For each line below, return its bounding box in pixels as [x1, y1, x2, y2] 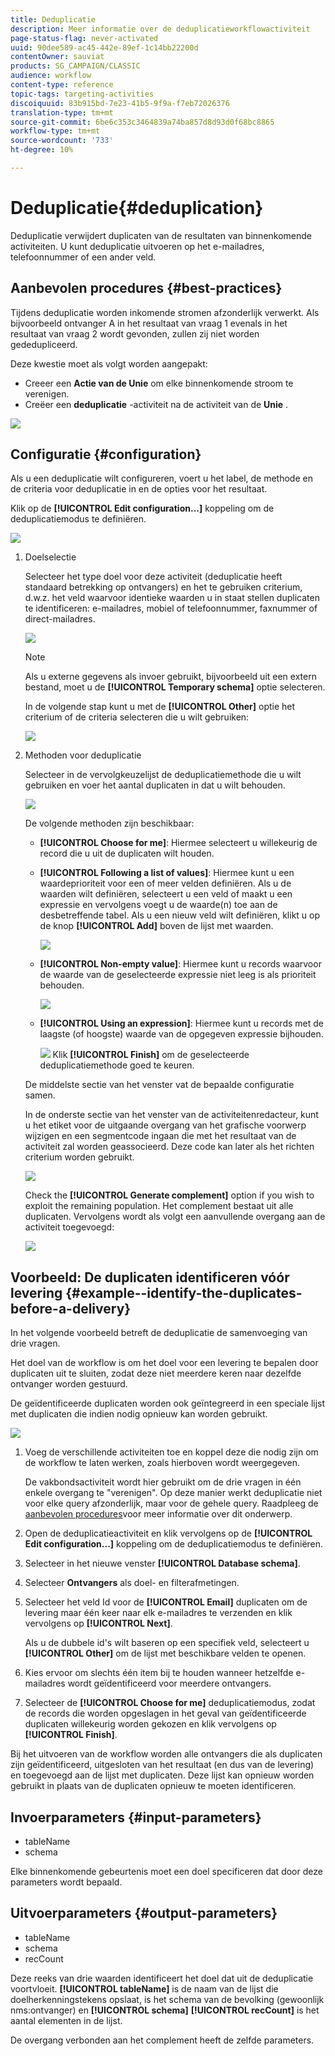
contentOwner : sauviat [10, 52, 105, 62]
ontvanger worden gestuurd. [10, 1378, 128, 1390]
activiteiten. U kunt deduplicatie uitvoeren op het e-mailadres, [10, 240, 265, 252]
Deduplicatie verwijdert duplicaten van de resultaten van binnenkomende [10, 229, 313, 241]
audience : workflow [10, 71, 92, 81]
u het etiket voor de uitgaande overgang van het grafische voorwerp [24, 1119, 307, 1131]
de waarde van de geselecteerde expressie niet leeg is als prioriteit [39, 969, 317, 981]
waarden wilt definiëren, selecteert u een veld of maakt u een [39, 888, 293, 900]
